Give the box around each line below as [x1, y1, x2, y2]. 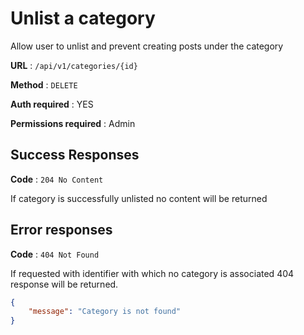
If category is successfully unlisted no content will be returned [10, 192, 268, 204]
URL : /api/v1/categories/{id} [10, 59, 138, 71]
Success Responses [10, 147, 140, 164]
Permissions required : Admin [10, 117, 136, 129]
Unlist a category [10, 7, 156, 30]
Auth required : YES [10, 98, 94, 110]
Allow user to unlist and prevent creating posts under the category [10, 40, 284, 52]
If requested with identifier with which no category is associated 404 [10, 267, 295, 279]
